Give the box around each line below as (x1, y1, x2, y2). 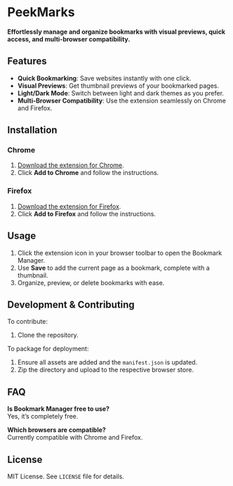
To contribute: (7, 317, 48, 326)
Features (7, 55, 47, 67)
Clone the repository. (17, 331, 79, 339)
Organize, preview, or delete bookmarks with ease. (17, 278, 165, 287)
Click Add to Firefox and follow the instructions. (17, 209, 157, 218)
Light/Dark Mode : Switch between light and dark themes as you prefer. (17, 88, 225, 97)
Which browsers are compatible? (7, 426, 107, 434)
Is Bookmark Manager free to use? (7, 405, 110, 413)
